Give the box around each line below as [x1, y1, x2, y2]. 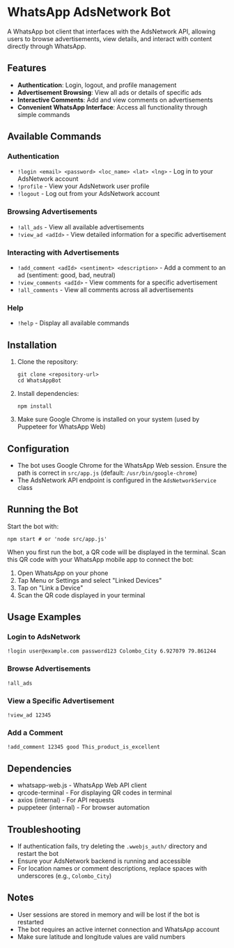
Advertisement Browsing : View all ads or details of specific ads [17, 88, 202, 96]
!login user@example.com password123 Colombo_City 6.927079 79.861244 [7, 648, 217, 655]
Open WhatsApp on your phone [17, 569, 109, 577]
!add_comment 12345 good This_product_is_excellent [7, 744, 160, 751]
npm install [17, 403, 52, 410]
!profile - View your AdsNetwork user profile [17, 182, 150, 190]
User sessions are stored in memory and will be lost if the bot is [17, 910, 200, 919]
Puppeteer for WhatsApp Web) [17, 422, 106, 431]
